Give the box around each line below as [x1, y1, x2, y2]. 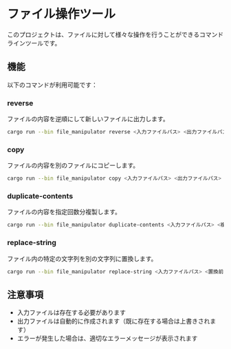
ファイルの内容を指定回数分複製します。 [7, 208, 122, 216]
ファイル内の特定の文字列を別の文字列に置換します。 [7, 254, 157, 262]
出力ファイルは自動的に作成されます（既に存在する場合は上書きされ [16, 317, 210, 326]
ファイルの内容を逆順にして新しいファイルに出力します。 [7, 115, 170, 123]
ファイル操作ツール [7, 6, 116, 22]
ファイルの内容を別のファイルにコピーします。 [7, 161, 140, 169]
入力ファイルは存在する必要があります [16, 308, 126, 317]
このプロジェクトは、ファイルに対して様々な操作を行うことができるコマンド [7, 30, 224, 39]
